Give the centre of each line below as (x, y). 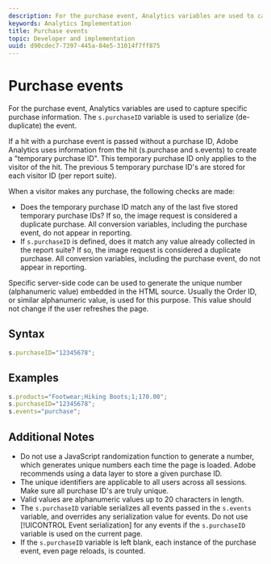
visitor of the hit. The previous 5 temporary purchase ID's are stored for (127, 168)
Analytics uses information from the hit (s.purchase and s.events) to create (133, 150)
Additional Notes (52, 437)
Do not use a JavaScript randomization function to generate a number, (137, 456)
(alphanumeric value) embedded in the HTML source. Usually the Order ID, (133, 291)
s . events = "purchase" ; (45, 412)
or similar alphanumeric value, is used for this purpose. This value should (130, 300)
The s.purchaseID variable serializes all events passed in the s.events (135, 508)
